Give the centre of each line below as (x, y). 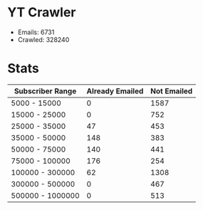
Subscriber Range (45, 91)
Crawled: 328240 (43, 39)
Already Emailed (115, 91)
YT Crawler (42, 12)
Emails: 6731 (36, 32)
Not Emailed (172, 91)
